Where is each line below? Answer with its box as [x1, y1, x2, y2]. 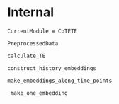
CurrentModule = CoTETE [7, 28, 78, 35]
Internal [7, 4, 55, 21]
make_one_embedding [10, 89, 69, 96]
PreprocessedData [7, 40, 59, 47]
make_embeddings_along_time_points [7, 77, 113, 84]
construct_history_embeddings [7, 64, 97, 71]
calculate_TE [7, 52, 46, 59]
